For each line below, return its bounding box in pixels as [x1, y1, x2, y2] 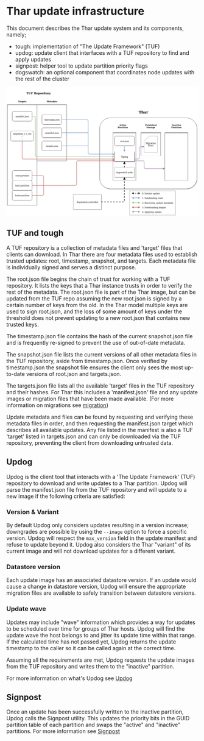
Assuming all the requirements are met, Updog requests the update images [6, 656, 195, 664]
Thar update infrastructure [6, 4, 145, 18]
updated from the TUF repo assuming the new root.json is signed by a [6, 294, 182, 302]
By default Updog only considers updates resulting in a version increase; [6, 521, 189, 528]
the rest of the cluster [15, 75, 70, 82]
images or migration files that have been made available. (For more [6, 395, 174, 402]
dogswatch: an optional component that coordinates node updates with [15, 68, 195, 76]
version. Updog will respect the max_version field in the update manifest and [6, 534, 197, 542]
